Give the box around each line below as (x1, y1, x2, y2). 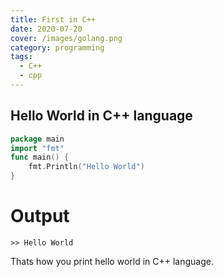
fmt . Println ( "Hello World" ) (28, 162, 145, 172)
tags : (10, 52, 33, 62)
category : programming (10, 42, 105, 53)
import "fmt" (10, 143, 65, 153)
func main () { (10, 152, 70, 163)
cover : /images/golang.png (10, 33, 123, 43)
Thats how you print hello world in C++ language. (10, 256, 214, 267)
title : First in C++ (10, 14, 97, 25)
